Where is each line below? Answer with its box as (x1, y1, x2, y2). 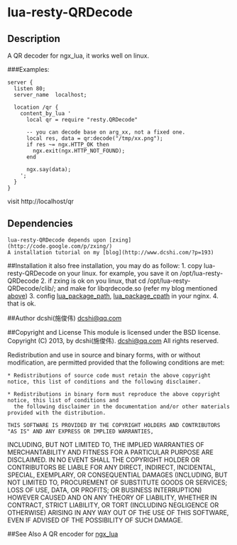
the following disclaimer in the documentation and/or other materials (13, 403, 231, 410)
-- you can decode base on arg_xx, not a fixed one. (26, 129, 186, 136)
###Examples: (7, 65, 50, 73)
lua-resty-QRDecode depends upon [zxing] (7, 236, 132, 244)
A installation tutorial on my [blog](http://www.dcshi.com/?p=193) (7, 249, 214, 256)
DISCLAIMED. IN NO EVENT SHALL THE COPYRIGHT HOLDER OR (7, 455, 200, 464)
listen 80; (13, 85, 46, 92)
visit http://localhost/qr (7, 197, 75, 205)
